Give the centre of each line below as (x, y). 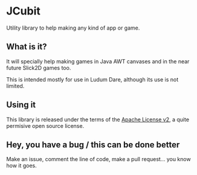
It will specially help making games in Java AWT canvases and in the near (98, 61)
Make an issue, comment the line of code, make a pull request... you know (99, 159)
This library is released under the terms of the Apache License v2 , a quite (98, 119)
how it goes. (22, 166)
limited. (15, 86)
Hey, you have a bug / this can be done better (93, 145)
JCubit (24, 11)
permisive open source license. (45, 126)
